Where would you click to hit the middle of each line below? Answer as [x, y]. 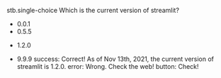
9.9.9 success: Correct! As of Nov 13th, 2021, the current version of [115, 59]
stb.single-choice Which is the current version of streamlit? [93, 10]
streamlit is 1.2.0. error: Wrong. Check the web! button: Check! [108, 66]
